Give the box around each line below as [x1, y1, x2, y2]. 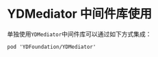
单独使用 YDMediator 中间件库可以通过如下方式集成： [7, 30, 152, 38]
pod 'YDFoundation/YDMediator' [7, 43, 96, 50]
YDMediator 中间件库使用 [7, 6, 153, 22]
